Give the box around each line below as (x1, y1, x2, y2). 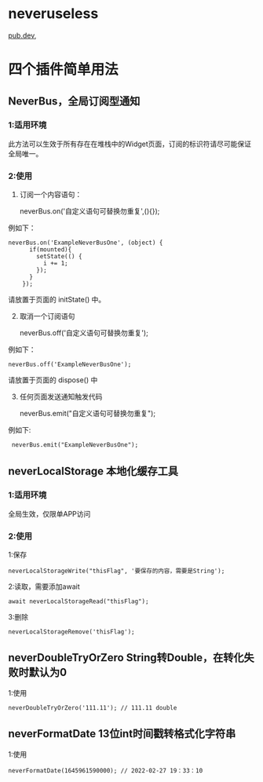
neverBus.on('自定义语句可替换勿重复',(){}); (19, 206, 160, 216)
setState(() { (36, 253, 82, 261)
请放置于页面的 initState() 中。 (8, 295, 106, 305)
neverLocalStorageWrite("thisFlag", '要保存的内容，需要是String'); (8, 567, 225, 576)
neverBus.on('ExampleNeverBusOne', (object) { (8, 239, 163, 247)
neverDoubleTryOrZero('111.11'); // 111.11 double (8, 703, 177, 711)
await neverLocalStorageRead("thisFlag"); (8, 597, 149, 605)
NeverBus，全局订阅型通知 (8, 94, 141, 108)
